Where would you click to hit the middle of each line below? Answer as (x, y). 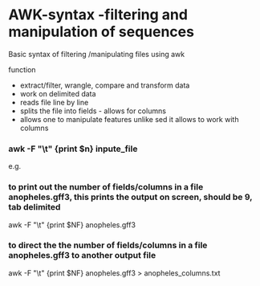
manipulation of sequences (102, 32)
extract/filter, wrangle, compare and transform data (105, 85)
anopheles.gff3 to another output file (82, 255)
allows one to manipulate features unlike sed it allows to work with (129, 119)
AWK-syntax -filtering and (98, 15)
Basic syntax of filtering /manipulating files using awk (97, 54)
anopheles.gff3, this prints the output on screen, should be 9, (130, 197)
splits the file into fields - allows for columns (93, 111)
